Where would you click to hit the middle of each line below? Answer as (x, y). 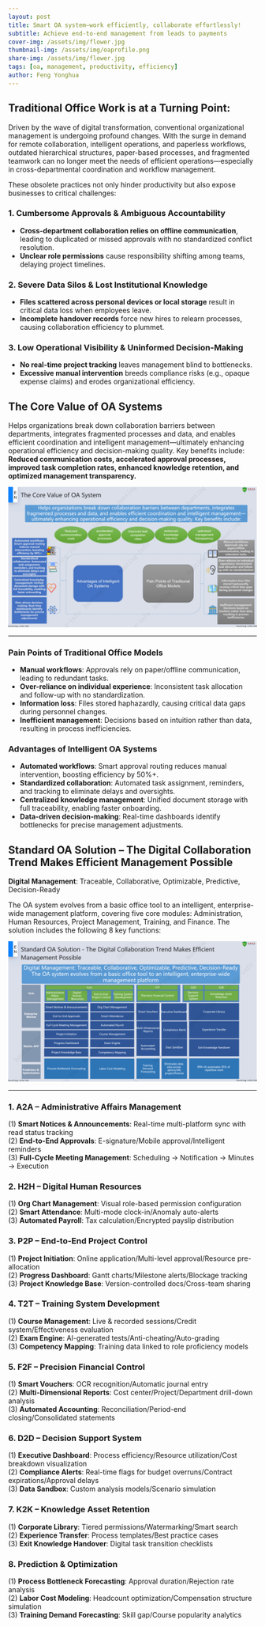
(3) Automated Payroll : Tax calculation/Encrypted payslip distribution (121, 1220)
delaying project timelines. (62, 264)
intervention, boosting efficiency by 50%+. (89, 774)
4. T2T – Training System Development (84, 1303)
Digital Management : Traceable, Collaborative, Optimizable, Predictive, (124, 881)
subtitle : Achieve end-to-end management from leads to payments (118, 33)
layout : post (30, 17)
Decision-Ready (34, 890)
